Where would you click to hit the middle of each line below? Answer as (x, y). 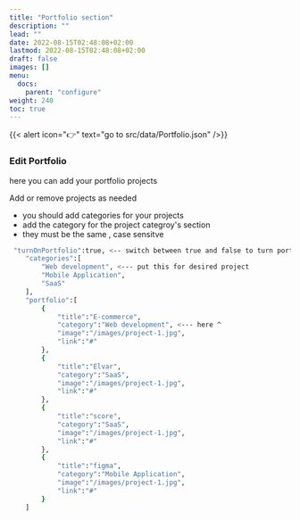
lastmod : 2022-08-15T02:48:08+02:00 (77, 51)
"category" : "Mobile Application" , (121, 475)
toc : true (28, 109)
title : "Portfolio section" (62, 17)
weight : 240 (31, 100)
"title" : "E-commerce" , (99, 317)
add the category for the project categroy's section (116, 225)
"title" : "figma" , (89, 466)
